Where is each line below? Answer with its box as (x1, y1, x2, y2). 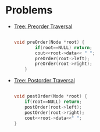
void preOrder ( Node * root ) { (13, 39, 85, 45)
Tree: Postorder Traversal (13, 77, 75, 84)
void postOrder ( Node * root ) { (13, 93, 88, 99)
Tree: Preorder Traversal (13, 23, 73, 30)
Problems (5, 4, 53, 17)
